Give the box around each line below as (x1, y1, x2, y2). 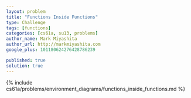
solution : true (6, 63, 43, 69)
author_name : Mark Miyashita (6, 36, 77, 42)
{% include (6, 79, 33, 86)
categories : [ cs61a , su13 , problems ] (6, 31, 98, 36)
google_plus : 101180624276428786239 (6, 47, 95, 53)
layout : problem (6, 8, 46, 15)
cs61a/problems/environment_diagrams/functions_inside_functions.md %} (6, 85, 186, 92)
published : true (6, 57, 46, 63)
